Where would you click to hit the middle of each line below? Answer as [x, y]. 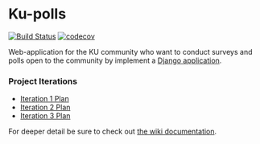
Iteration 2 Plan [45, 107]
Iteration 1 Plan [45, 99]
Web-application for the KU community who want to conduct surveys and [130, 51]
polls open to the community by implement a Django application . [115, 60]
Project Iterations [43, 81]
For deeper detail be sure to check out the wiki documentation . [113, 132]
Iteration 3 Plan [45, 116]
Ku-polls [37, 14]
